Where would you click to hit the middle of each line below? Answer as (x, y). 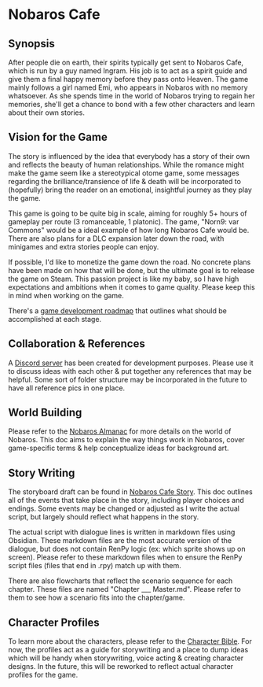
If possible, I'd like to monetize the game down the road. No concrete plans (130, 262)
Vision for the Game (58, 137)
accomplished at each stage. (55, 319)
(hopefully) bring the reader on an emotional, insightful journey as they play (130, 190)
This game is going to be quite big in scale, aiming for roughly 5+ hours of (128, 213)
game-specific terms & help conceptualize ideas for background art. (119, 448)
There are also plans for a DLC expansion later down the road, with (116, 238)
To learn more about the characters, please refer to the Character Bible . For (130, 641)
